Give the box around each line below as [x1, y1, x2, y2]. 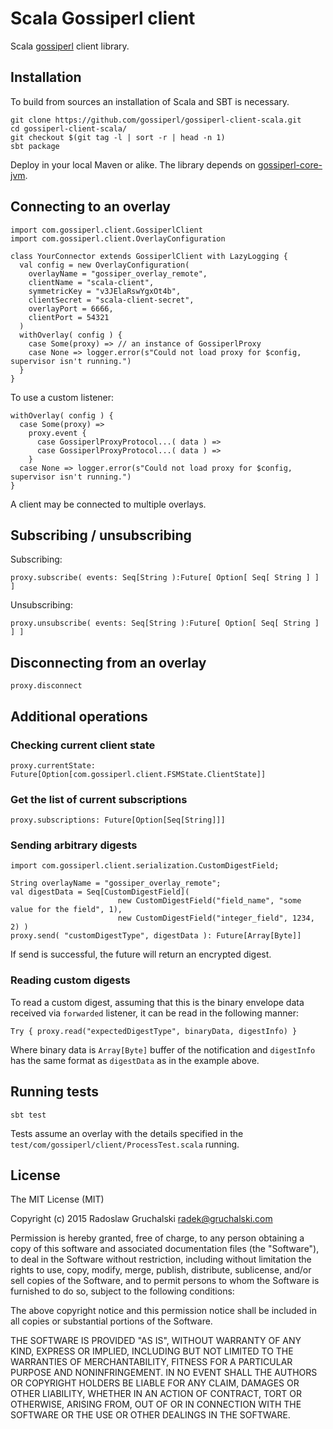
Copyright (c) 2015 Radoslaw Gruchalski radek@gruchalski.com [10, 1213, 273, 1225]
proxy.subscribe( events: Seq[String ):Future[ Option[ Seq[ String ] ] [10, 573, 320, 583]
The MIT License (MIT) [10, 1193, 105, 1206]
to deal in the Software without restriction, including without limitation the [10, 1253, 312, 1266]
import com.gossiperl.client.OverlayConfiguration [10, 233, 226, 244]
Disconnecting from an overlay [10, 654, 207, 671]
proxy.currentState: [10, 760, 97, 771]
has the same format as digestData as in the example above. [10, 1054, 260, 1066]
